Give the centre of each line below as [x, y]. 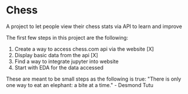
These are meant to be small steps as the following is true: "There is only [94, 79]
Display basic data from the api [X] [56, 55]
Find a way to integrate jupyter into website [66, 61]
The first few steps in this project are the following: [67, 37]
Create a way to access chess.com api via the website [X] [84, 49]
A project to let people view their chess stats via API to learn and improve [94, 26]
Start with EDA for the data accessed [59, 67]
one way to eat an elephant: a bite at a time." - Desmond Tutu [80, 85]
